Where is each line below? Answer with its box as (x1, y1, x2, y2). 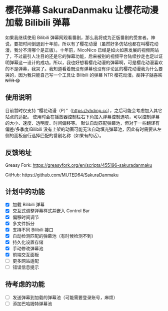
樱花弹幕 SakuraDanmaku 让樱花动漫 (5, 4, 159, 16)
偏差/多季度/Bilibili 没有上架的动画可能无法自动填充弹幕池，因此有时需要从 (5, 126, 157, 132)
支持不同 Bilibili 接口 (12, 227, 53, 233)
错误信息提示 (12, 264, 39, 270)
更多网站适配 (12, 258, 39, 264)
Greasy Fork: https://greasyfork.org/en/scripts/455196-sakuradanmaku (5, 162, 152, 168)
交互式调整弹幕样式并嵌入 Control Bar (12, 208, 90, 214)
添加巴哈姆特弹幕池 (12, 301, 52, 307)
